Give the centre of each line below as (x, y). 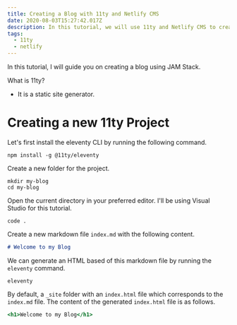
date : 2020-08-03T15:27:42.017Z (55, 20)
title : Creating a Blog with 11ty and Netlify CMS (83, 14)
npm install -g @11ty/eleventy (53, 155)
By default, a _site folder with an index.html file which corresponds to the (115, 294)
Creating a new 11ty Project (89, 123)
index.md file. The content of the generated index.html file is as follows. (111, 302)
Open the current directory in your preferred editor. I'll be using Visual (109, 200)
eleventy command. (36, 268)
